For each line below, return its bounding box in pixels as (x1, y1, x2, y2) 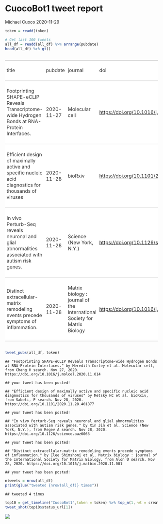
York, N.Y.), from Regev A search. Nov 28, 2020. (5, 427, 108, 432)
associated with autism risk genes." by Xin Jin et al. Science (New (5, 423, 149, 428)
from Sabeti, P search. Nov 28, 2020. (5, 397, 83, 402)
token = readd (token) (5, 28, 49, 33)
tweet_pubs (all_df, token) (5, 350, 60, 356)
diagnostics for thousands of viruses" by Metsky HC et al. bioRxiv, (5, 393, 149, 398)
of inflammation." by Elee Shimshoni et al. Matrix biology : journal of (5, 453, 158, 458)
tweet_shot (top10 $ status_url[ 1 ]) (5, 505, 73, 509)
